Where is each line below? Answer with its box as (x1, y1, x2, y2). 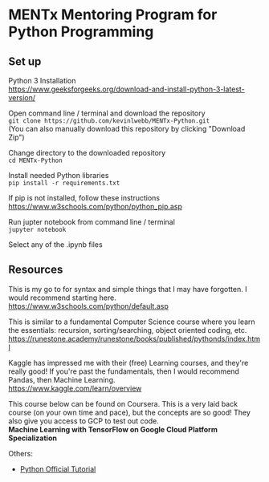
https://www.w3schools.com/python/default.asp (8, 301, 169, 310)
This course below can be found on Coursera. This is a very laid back (8, 399, 238, 408)
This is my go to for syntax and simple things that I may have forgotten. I (8, 284, 247, 294)
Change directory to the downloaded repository (8, 148, 166, 157)
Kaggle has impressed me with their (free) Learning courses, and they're (8, 358, 249, 367)
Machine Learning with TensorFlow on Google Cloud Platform (8, 424, 218, 434)
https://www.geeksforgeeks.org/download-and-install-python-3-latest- (8, 84, 245, 94)
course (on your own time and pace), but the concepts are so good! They (8, 407, 251, 417)
